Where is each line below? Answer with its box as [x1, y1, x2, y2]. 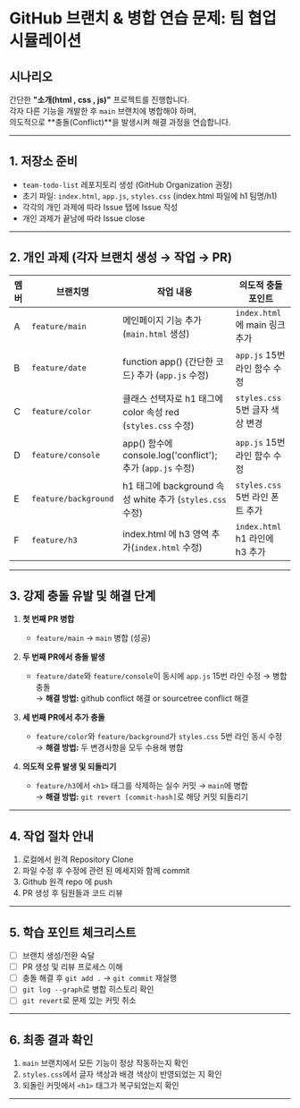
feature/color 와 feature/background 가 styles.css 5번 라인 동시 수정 [35, 731, 283, 742]
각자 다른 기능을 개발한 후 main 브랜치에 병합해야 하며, [9, 106, 196, 116]
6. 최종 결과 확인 [9, 1032, 94, 1047]
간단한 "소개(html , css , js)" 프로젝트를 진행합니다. [9, 95, 190, 105]
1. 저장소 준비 [9, 154, 78, 169]
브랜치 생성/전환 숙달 [21, 950, 96, 961]
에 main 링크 [235, 319, 286, 331]
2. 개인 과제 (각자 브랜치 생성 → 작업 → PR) [9, 250, 232, 265]
